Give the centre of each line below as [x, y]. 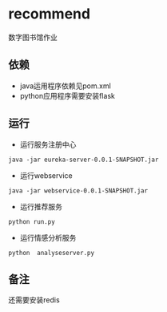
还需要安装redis [34, 300]
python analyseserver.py [51, 253]
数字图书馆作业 [33, 37]
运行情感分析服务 [48, 237]
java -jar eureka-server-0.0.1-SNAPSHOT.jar [83, 160]
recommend [49, 14]
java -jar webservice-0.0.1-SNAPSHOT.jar [78, 190]
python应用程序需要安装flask [68, 95]
